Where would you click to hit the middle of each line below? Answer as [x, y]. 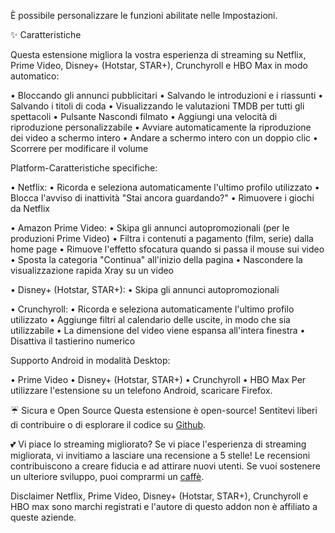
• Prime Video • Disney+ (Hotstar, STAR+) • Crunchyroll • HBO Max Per [158, 379]
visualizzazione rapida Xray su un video [92, 270]
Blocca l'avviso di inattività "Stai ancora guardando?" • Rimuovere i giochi [162, 198]
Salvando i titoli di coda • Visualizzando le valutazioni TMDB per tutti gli [157, 106]
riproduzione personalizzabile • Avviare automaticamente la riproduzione [161, 127]
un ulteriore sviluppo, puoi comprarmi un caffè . [107, 476]
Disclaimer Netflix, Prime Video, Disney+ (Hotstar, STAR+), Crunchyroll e [159, 496]
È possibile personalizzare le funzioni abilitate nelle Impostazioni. [144, 15]
